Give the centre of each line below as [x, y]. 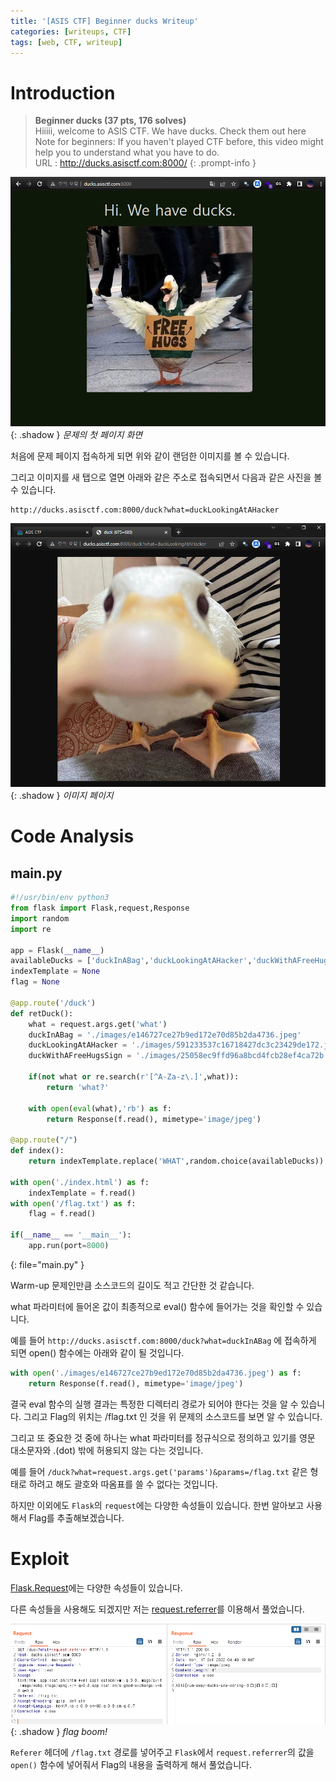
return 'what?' [78, 1087]
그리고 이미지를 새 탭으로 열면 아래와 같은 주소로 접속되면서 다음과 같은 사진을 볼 [166, 477]
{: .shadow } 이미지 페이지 [62, 796]
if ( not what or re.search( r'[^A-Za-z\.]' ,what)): [134, 1077]
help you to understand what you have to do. [127, 152]
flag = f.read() [62, 1214]
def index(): [37, 1151]
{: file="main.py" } [47, 1264]
